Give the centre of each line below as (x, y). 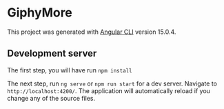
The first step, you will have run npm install (70, 70)
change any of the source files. (51, 98)
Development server (52, 53)
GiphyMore (40, 13)
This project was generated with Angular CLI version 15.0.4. (92, 32)
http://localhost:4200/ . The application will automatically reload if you (109, 90)
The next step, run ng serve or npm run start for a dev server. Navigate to (112, 83)
